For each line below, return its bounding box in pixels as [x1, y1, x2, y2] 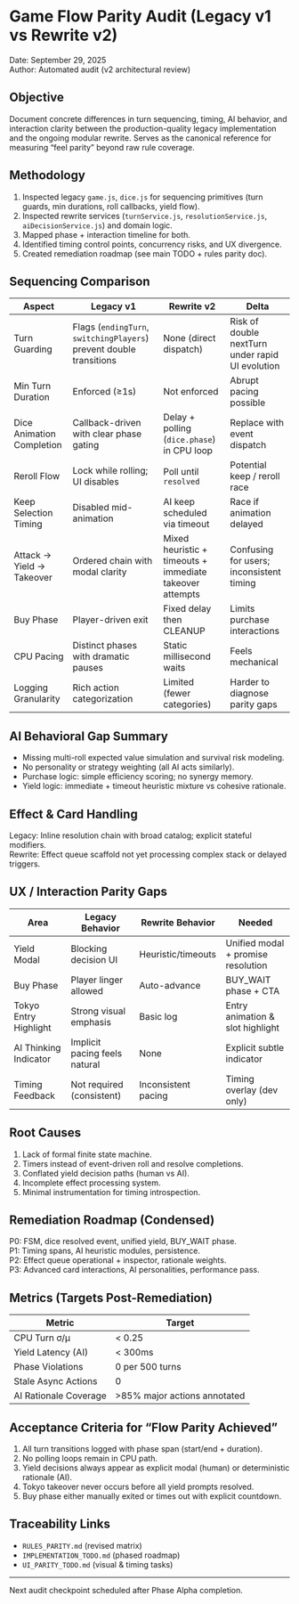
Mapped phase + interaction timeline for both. [21, 229, 191, 240]
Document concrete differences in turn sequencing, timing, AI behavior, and [9, 113, 287, 124]
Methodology [9, 167, 86, 183]
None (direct [163, 332, 216, 345]
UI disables [72, 476, 119, 488]
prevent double [72, 343, 136, 355]
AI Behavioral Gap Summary [9, 729, 169, 744]
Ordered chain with [72, 555, 153, 567]
